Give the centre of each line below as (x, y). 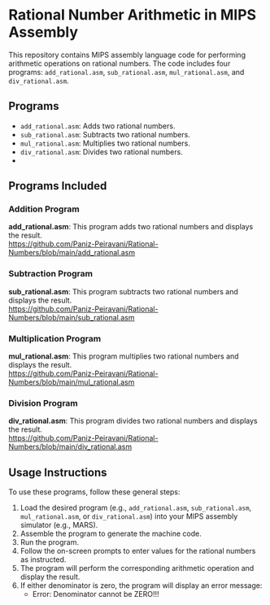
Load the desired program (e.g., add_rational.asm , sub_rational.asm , (136, 508)
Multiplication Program (55, 338)
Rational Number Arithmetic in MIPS (133, 15)
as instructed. (43, 559)
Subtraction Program (51, 274)
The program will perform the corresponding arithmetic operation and (137, 568)
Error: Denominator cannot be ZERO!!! (96, 594)
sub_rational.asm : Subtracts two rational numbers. (105, 134)
